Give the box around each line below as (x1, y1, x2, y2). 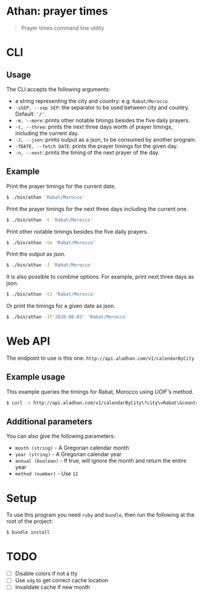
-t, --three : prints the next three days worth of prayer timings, (14, 123, 173, 130)
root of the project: (6, 518, 53, 525)
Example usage (6, 372, 65, 382)
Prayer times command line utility (21, 24, 105, 31)
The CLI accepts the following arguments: (6, 85, 111, 93)
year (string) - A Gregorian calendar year (14, 451, 122, 458)
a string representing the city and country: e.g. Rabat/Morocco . (14, 97, 170, 104)
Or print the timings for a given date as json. (6, 302, 116, 310)
